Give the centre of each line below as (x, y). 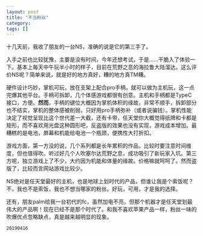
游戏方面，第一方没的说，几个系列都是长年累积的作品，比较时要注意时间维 (99, 146)
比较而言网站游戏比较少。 (54, 169)
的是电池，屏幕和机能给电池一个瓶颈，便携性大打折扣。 (85, 133)
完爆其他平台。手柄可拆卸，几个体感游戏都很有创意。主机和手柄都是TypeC (99, 95)
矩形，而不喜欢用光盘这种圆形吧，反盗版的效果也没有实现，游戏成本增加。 (99, 125)
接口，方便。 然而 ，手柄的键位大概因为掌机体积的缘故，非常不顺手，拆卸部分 (101, 103)
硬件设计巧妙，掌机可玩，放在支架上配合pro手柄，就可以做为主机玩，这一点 (101, 88)
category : (19, 23)
